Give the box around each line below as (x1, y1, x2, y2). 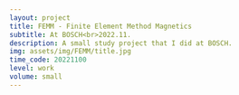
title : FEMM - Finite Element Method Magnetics (9, 22, 193, 31)
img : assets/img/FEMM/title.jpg (9, 47, 131, 56)
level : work (9, 64, 54, 73)
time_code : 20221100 (9, 55, 88, 64)
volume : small (9, 72, 63, 81)
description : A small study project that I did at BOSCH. (9, 38, 233, 48)
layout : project (9, 13, 71, 23)
